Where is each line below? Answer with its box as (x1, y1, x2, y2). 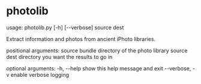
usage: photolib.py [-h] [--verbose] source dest (6, 24, 124, 31)
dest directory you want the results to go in (6, 53, 113, 60)
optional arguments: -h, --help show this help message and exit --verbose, (6, 64, 191, 72)
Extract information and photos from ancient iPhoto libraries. (6, 35, 156, 42)
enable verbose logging (10, 71, 70, 78)
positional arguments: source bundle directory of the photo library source (6, 46, 188, 54)
